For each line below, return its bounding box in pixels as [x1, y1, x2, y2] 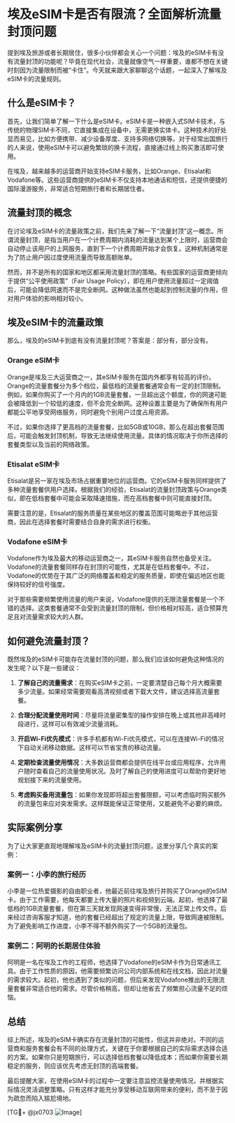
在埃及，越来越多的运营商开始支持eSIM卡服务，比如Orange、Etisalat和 [7, 167, 211, 175]
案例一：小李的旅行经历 [7, 869, 86, 879]
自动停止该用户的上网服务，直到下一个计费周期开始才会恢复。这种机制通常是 [7, 244, 228, 253]
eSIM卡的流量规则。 [7, 74, 65, 83]
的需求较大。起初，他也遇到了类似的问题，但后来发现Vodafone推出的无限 [7, 975, 219, 984]
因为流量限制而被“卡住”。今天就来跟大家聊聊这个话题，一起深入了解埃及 [19, 66, 227, 74]
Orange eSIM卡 [7, 355, 60, 365]
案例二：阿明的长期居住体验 [7, 941, 101, 951]
